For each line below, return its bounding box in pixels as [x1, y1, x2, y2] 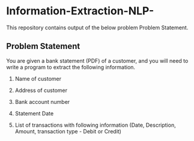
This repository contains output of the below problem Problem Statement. [6, 24, 189, 31]
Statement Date [14, 109, 54, 117]
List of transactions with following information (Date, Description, [14, 121, 176, 128]
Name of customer [14, 75, 62, 82]
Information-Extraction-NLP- [6, 4, 154, 18]
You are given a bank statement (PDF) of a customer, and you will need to [6, 57, 189, 64]
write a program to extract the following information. [6, 63, 136, 70]
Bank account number [14, 98, 70, 105]
